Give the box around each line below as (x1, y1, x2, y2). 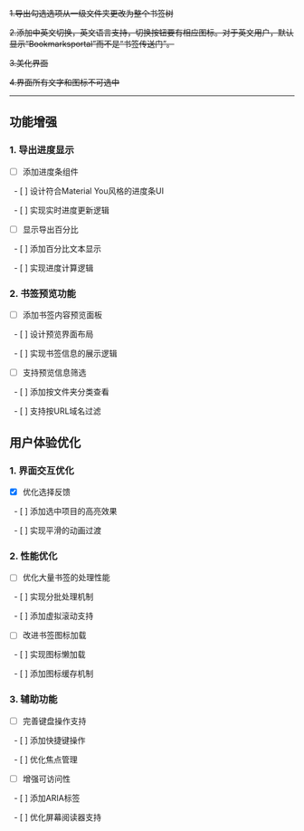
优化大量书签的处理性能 (22, 572, 110, 583)
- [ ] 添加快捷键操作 (13, 734, 86, 745)
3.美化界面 (9, 58, 49, 68)
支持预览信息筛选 (22, 368, 87, 378)
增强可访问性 (22, 773, 71, 784)
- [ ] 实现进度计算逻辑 (13, 262, 94, 273)
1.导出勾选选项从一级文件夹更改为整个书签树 (9, 8, 174, 18)
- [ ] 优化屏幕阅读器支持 (13, 811, 102, 822)
